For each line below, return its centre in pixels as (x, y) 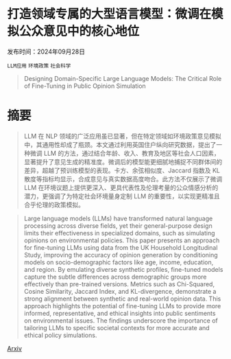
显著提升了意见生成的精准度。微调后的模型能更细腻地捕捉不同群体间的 (123, 161)
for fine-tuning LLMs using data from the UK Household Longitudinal (121, 247)
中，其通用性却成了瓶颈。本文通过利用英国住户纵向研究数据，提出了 (120, 144)
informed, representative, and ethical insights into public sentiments (120, 313)
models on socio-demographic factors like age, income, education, (119, 262)
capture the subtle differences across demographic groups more (115, 277)
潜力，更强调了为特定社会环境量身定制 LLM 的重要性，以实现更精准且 (122, 196)
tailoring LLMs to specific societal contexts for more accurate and (117, 327)
